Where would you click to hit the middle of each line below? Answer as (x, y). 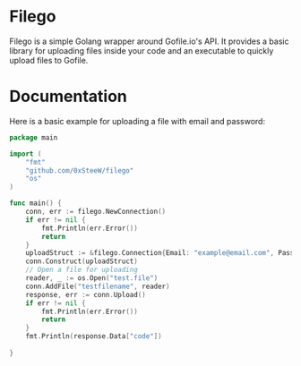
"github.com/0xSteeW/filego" (80, 170)
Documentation (69, 97)
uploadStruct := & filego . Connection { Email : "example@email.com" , (150, 253)
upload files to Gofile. (49, 60)
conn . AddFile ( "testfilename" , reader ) (98, 286)
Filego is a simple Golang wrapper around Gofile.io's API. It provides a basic (149, 41)
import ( (26, 154)
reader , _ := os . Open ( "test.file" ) (92, 278)
